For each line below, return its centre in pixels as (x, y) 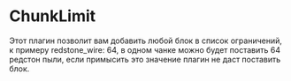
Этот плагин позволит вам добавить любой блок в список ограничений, (146, 40)
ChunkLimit (53, 16)
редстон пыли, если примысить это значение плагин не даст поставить (145, 59)
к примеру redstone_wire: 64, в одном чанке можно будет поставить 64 (145, 49)
